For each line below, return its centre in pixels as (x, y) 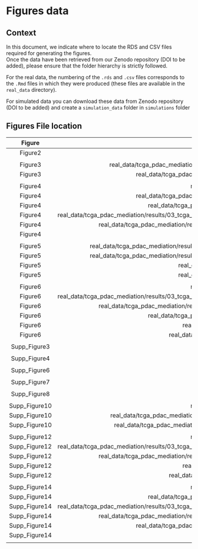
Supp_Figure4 (30, 358)
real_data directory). (32, 90)
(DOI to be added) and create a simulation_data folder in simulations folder (98, 107)
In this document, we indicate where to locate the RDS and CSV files (89, 47)
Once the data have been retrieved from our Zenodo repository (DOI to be (96, 59)
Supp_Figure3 (30, 346)
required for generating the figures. (49, 53)
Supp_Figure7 (30, 382)
